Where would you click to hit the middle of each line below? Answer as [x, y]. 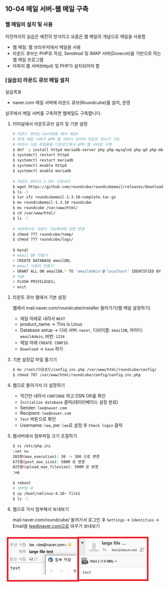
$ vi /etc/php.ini [32, 446]
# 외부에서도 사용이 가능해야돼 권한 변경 [48, 229]
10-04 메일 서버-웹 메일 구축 [47, 9]
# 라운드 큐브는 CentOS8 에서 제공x [45, 134]
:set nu [20, 451]
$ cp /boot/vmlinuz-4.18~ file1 [46, 493]
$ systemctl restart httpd [41, 155]
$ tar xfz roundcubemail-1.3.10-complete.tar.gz [64, 197]
